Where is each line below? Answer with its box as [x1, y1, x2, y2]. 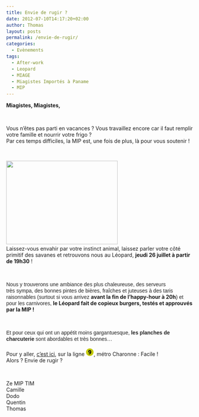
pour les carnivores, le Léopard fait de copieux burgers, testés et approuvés [6, 300, 193, 307]
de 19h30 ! [6, 258, 33, 265]
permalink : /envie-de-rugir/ [6, 34, 78, 41]
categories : [6, 41, 36, 47]
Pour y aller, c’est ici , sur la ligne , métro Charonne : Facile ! [6, 350, 159, 358]
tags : [6, 53, 20, 59]
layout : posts [6, 29, 42, 34]
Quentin [6, 399, 26, 406]
